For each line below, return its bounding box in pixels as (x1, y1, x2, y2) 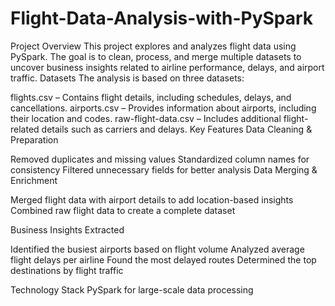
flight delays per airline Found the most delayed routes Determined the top (10, 253, 317, 266)
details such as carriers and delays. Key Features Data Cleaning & (41, 123, 313, 135)
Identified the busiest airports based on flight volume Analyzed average (10, 243, 305, 255)
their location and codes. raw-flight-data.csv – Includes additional (10, 112, 282, 124)
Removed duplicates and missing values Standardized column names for (10, 153, 310, 165)
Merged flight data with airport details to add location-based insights (10, 193, 294, 206)
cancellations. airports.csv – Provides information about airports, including (10, 102, 317, 114)
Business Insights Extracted (10, 223, 125, 236)
